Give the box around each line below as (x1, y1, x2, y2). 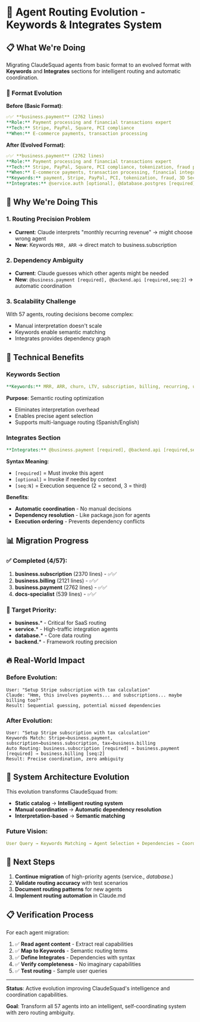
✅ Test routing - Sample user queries (14, 967, 108, 974)
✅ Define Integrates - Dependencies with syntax (14, 953, 136, 961)
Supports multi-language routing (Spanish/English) (14, 419, 140, 426)
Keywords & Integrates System (6, 18, 162, 32)
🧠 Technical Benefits (6, 352, 85, 363)
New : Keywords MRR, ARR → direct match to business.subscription (14, 241, 177, 248)
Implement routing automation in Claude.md (14, 891, 126, 899)
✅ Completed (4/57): (6, 557, 67, 565)
